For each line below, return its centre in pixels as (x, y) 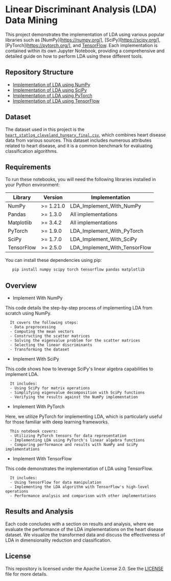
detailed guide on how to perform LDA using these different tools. (74, 56)
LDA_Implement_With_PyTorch (107, 231)
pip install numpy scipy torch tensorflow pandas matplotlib (78, 270)
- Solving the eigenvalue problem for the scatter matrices (75, 341)
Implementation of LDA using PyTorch (53, 95)
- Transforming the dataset (40, 350)
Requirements (28, 167)
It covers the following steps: (44, 323)
